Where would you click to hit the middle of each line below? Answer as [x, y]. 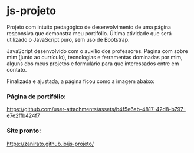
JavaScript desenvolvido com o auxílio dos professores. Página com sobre [97, 51]
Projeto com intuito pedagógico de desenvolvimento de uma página [89, 27]
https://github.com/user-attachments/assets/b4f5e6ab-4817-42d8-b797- [96, 109]
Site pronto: [24, 131]
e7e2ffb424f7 [23, 115]
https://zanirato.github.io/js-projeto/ [50, 144]
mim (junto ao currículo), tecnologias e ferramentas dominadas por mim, [95, 57]
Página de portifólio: [37, 97]
